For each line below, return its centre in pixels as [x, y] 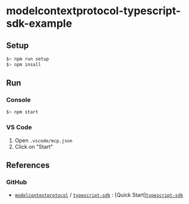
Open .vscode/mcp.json [43, 140]
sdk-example [39, 23]
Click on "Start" [34, 146]
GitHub [17, 182]
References [28, 165]
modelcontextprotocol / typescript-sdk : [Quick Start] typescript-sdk [99, 195]
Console [18, 100]
